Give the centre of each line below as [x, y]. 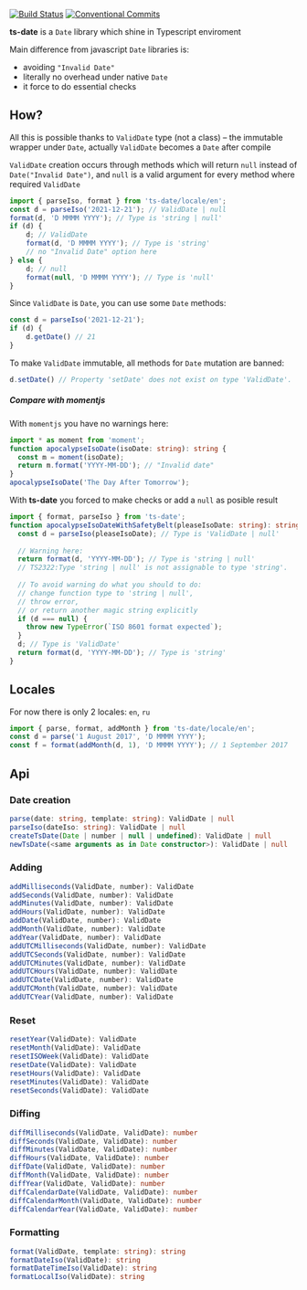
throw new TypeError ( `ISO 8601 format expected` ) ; [124, 627]
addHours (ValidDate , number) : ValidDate [88, 912]
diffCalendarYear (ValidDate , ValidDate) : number [104, 1209]
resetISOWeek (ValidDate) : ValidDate [79, 1056]
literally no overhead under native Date [95, 77]
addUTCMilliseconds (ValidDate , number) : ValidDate [108, 946]
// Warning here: [51, 551]
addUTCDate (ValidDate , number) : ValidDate [91, 980]
